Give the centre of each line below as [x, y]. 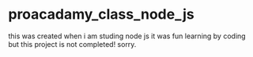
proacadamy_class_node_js [102, 14]
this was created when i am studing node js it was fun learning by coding [127, 36]
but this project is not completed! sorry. [72, 44]
